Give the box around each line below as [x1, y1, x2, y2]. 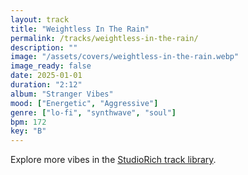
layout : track [10, 14, 70, 25]
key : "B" [10, 126, 47, 136]
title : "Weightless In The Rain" [10, 24, 150, 34]
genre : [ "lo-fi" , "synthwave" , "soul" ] [10, 107, 177, 118]
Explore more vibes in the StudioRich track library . [10, 154, 217, 166]
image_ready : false [10, 61, 92, 71]
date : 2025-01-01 [10, 71, 83, 81]
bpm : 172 [10, 117, 47, 127]
